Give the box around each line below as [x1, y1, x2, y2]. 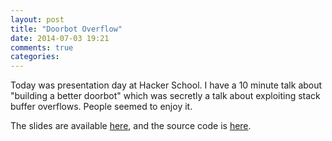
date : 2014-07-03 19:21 [10, 33, 110, 43]
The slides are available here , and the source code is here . [10, 120, 252, 132]
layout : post [10, 14, 65, 25]
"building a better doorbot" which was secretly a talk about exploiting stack [10, 90, 321, 102]
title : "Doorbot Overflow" [10, 24, 123, 34]
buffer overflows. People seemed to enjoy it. [10, 101, 193, 113]
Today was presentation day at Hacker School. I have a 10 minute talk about [10, 79, 323, 91]
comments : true [10, 42, 74, 53]
